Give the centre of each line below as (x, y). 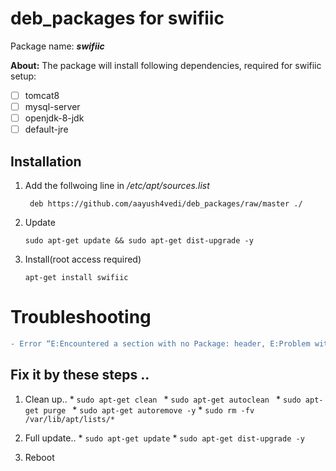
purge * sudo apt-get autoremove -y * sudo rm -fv (149, 409)
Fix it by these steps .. (80, 375)
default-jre (46, 129)
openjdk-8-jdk (54, 118)
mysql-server (52, 106)
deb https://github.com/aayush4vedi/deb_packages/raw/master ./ (166, 204)
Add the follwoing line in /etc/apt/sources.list (117, 185)
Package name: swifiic (57, 46)
